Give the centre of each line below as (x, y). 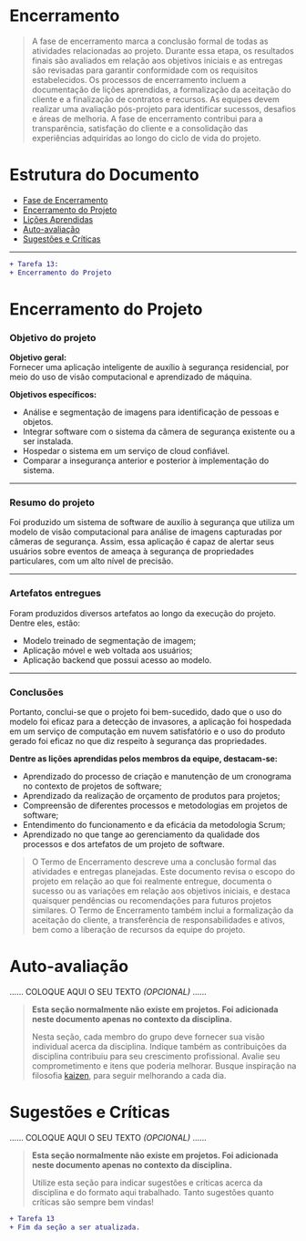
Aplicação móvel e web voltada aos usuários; (107, 650)
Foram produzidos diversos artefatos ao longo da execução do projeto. (143, 613)
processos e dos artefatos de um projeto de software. (123, 844)
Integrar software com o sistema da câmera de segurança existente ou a (159, 432)
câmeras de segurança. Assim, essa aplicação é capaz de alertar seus (142, 542)
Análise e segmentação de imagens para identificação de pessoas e (151, 412)
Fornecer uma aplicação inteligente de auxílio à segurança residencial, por (149, 367)
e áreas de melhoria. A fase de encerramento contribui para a (148, 119)
